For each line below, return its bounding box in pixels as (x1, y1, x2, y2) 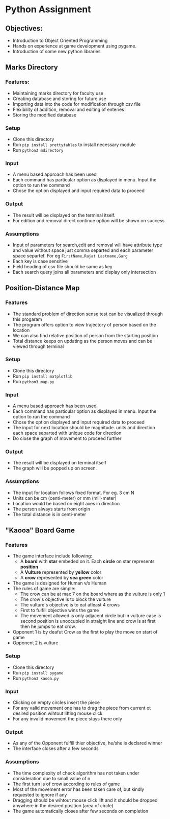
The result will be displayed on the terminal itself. (12, 212, 116, 218)
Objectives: (5, 24, 43, 33)
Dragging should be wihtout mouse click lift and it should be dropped (12, 797, 158, 803)
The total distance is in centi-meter (12, 511, 87, 517)
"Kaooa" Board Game (5, 526, 75, 535)
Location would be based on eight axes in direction (12, 500, 120, 506)
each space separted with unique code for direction (12, 430, 122, 436)
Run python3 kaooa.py (12, 675, 59, 681)
